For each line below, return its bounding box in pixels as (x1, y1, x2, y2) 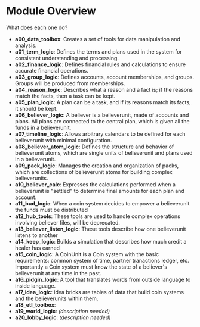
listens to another (14, 231, 58, 239)
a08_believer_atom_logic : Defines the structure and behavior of (14, 143, 174, 150)
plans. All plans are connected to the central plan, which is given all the (14, 117, 190, 124)
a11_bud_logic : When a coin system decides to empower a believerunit (14, 200, 190, 207)
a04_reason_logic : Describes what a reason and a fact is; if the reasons (14, 86, 193, 93)
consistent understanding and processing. (14, 54, 119, 61)
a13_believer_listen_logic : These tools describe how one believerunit (14, 225, 186, 232)
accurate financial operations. (14, 67, 88, 74)
